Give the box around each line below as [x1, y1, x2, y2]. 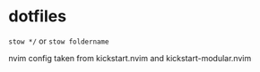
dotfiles [8, 6, 67, 27]
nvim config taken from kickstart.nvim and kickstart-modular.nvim [8, 52, 252, 63]
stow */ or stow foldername [8, 36, 109, 46]
